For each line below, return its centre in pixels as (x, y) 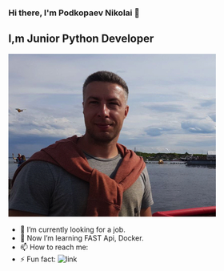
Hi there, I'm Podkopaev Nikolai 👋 (74, 13)
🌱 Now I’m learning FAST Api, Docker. (82, 238)
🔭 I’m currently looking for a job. (72, 229)
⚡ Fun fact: (38, 259)
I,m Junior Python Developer (81, 39)
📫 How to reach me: (54, 247)
